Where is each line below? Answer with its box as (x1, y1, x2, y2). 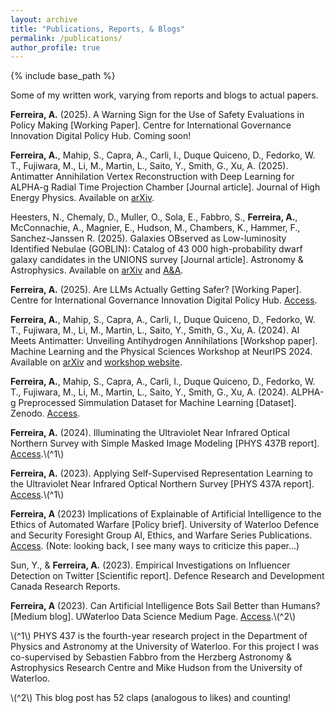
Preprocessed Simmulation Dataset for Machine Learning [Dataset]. (18, 397, 297, 409)
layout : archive (10, 14, 78, 25)
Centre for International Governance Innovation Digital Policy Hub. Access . (10, 294, 318, 306)
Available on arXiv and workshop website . (10, 356, 183, 368)
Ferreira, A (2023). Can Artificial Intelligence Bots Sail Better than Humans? (10, 600, 321, 612)
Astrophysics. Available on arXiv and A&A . (10, 264, 184, 276)
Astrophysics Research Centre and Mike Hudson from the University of (10, 662, 303, 674)
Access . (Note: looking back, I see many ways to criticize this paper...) (10, 540, 300, 552)
